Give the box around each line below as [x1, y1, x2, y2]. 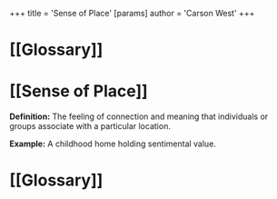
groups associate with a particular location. [9, 121, 171, 132]
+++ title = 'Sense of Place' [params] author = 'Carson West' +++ [9, 8, 255, 18]
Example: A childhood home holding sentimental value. [9, 138, 216, 149]
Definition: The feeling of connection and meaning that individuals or [9, 111, 269, 122]
